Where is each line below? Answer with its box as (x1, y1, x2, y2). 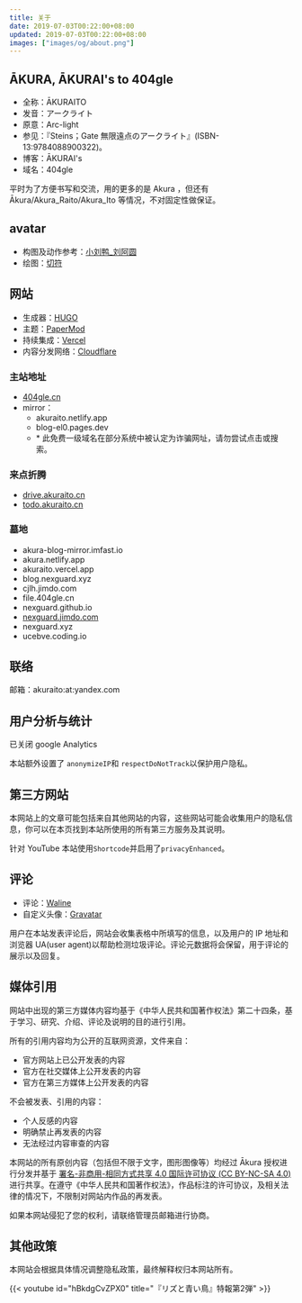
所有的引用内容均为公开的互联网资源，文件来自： (9, 1035, 191, 1045)
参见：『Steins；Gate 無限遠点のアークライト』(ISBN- (22, 131, 220, 141)
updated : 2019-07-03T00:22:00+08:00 (9, 30, 147, 39)
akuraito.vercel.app (22, 564, 94, 575)
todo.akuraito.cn (22, 499, 84, 510)
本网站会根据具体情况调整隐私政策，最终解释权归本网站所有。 (9, 1264, 238, 1275)
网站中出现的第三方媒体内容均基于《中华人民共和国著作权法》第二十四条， (9, 1005, 285, 1016)
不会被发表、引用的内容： (9, 1096, 104, 1107)
